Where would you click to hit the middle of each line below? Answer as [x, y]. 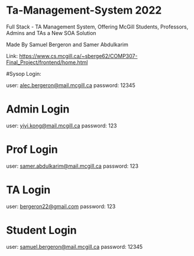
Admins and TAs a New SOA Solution [51, 33]
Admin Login [38, 109]
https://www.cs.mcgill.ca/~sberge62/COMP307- [78, 56]
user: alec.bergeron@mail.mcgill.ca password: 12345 [71, 85]
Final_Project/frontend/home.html [47, 62]
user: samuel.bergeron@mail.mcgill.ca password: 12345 [75, 247]
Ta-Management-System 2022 [84, 10]
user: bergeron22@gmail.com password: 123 [61, 206]
